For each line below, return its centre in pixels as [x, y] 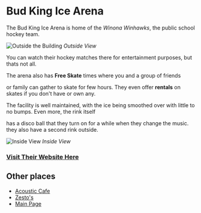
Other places [31, 177]
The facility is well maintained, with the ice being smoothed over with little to [100, 105]
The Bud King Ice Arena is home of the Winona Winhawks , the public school [100, 28]
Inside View [56, 141]
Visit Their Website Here [43, 156]
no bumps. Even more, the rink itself [51, 111]
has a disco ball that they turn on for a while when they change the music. [97, 123]
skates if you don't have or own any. [51, 93]
